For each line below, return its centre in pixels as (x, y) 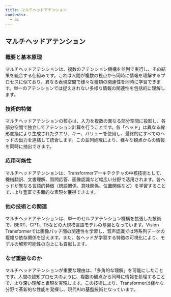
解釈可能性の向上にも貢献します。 (54, 244)
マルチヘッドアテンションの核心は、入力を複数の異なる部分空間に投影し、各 (85, 121)
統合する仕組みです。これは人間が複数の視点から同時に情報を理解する (88, 76)
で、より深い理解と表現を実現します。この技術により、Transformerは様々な (85, 283)
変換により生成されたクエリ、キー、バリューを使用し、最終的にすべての (85, 134)
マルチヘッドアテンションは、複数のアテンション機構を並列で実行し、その (83, 69)
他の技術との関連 (26, 206)
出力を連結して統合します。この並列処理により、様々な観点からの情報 (92, 140)
